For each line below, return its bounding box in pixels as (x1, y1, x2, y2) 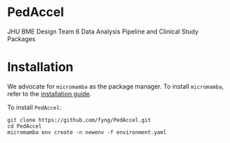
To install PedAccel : (7, 103, 61, 112)
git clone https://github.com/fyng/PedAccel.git (7, 116, 151, 123)
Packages (7, 34, 36, 43)
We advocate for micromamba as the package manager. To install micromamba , (7, 82, 224, 91)
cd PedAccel (7, 123, 42, 130)
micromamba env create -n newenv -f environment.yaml (7, 128, 167, 136)
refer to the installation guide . (7, 89, 92, 98)
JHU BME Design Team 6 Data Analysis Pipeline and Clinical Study (7, 27, 199, 36)
